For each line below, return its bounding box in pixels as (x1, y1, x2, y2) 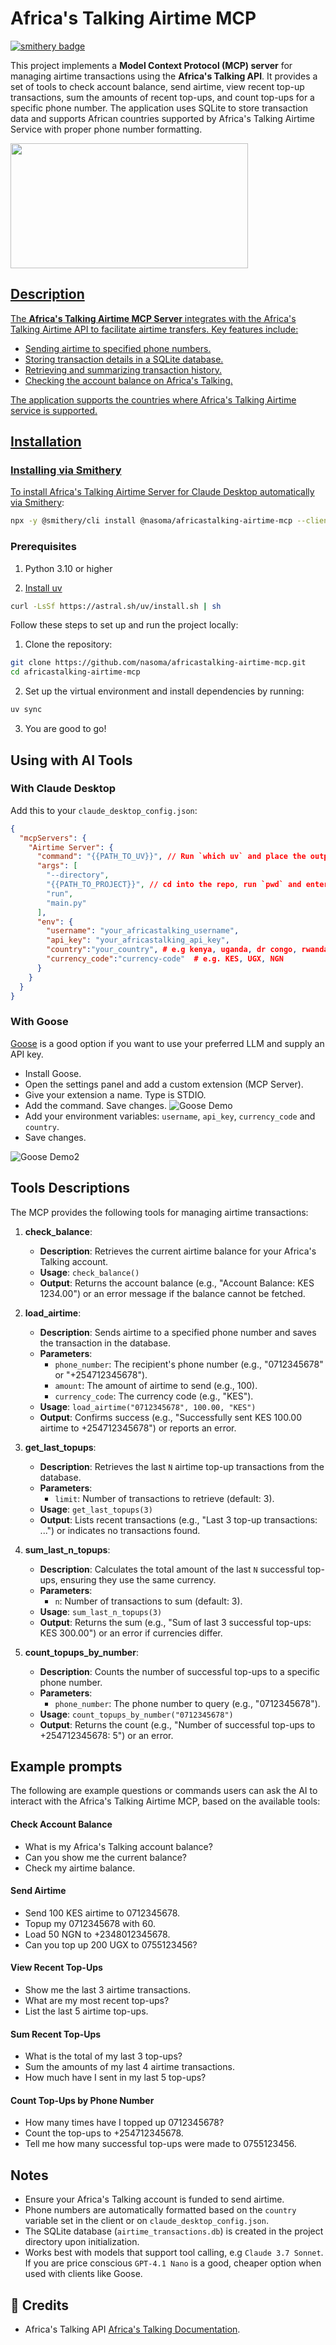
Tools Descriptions (10, 1180, 131, 1197)
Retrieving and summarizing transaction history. (24, 363, 222, 376)
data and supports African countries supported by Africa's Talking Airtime (10, 112, 315, 124)
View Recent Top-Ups (10, 1962, 103, 1974)
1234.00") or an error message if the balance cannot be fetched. (39, 1287, 306, 1299)
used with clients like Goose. (24, 2268, 143, 2280)
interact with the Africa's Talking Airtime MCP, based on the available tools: (10, 1795, 321, 1807)
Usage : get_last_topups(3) (39, 1503, 153, 1515)
